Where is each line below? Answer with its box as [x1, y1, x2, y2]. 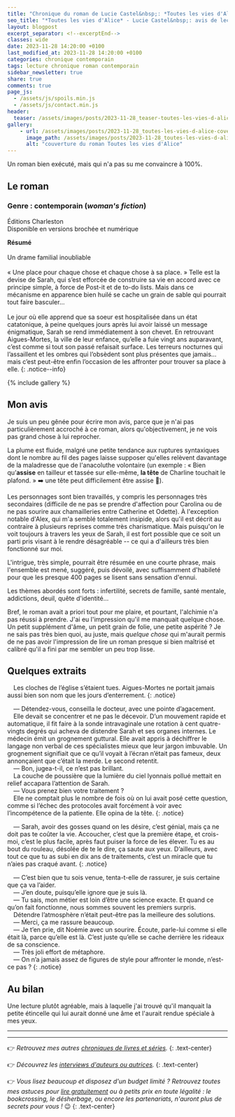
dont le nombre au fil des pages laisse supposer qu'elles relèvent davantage [7, 453, 227, 461]
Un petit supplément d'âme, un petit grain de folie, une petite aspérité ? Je [7, 622, 222, 631]
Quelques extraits [7, 665, 87, 677]
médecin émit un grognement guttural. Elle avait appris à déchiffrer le [7, 734, 208, 743]
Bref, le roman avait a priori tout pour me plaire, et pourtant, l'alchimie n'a [7, 607, 218, 616]
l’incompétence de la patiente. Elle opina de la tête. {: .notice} [7, 809, 184, 818]
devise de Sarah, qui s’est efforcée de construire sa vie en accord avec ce [7, 275, 221, 284]
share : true [7, 75, 42, 83]
